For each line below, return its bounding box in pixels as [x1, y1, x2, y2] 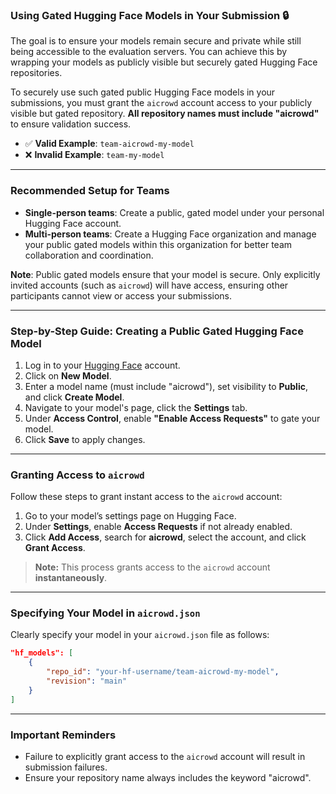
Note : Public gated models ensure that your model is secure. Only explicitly [10, 268, 321, 280]
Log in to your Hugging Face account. [24, 359, 181, 371]
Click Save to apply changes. [24, 433, 146, 445]
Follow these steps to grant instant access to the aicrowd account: [10, 491, 283, 503]
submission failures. [24, 761, 108, 773]
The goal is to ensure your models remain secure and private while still [10, 35, 302, 47]
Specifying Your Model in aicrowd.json [10, 606, 201, 620]
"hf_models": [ [10, 648, 74, 658]
